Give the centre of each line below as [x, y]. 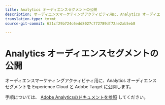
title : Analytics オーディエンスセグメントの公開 [51, 10]
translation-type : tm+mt [31, 19]
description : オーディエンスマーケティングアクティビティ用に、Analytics [73, 14]
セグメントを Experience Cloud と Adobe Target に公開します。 [69, 87]
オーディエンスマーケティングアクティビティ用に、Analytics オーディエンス [81, 81]
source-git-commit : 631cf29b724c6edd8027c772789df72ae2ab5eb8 [70, 23]
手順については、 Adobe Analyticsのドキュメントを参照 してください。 [77, 97]
